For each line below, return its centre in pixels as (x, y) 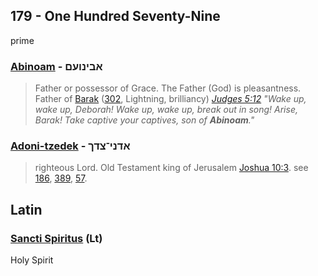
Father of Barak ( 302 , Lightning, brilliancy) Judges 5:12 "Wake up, (170, 99)
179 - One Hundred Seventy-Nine (115, 16)
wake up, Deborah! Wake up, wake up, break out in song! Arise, (166, 110)
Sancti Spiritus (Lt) (56, 238)
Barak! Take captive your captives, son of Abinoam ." (144, 120)
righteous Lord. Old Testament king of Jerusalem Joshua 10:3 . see (171, 168)
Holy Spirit (32, 260)
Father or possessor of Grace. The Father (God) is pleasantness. (168, 88)
